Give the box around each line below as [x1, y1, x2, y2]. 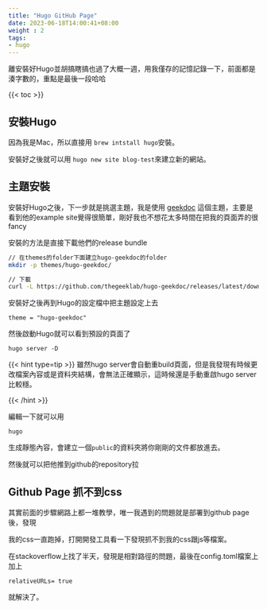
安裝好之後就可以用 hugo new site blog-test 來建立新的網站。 [8, 154, 211, 164]
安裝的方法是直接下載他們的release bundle [8, 238, 148, 247]
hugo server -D [8, 345, 59, 353]
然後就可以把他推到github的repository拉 [8, 460, 139, 469]
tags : [8, 33, 26, 42]
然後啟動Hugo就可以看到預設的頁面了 [8, 329, 131, 339]
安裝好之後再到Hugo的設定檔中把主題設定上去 [8, 298, 159, 308]
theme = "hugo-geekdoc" [8, 314, 87, 322]
